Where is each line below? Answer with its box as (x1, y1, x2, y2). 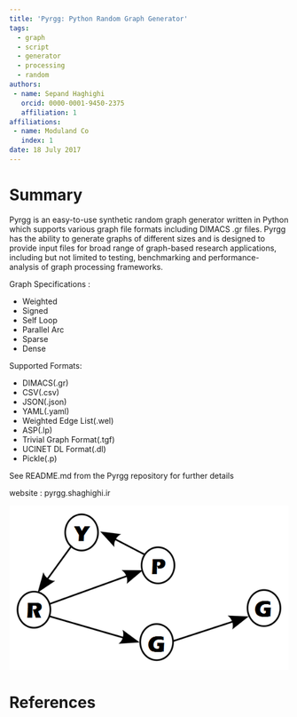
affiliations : (9, 117, 62, 126)
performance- (207, 251, 260, 262)
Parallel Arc (21, 324, 65, 335)
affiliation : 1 (20, 108, 77, 117)
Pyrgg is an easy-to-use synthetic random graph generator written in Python (9, 214, 289, 225)
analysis (9, 261, 40, 272)
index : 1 (20, 136, 53, 146)
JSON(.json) (21, 396, 67, 407)
